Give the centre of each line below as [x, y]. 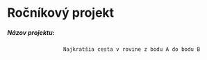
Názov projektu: [31, 32]
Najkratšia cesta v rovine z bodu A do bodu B [131, 50]
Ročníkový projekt [61, 13]
